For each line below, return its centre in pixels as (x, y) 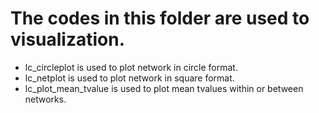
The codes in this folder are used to (160, 18)
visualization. (68, 39)
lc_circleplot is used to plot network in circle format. (131, 67)
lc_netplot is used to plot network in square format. (129, 78)
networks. (45, 99)
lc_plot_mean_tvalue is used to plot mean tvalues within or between (164, 88)
